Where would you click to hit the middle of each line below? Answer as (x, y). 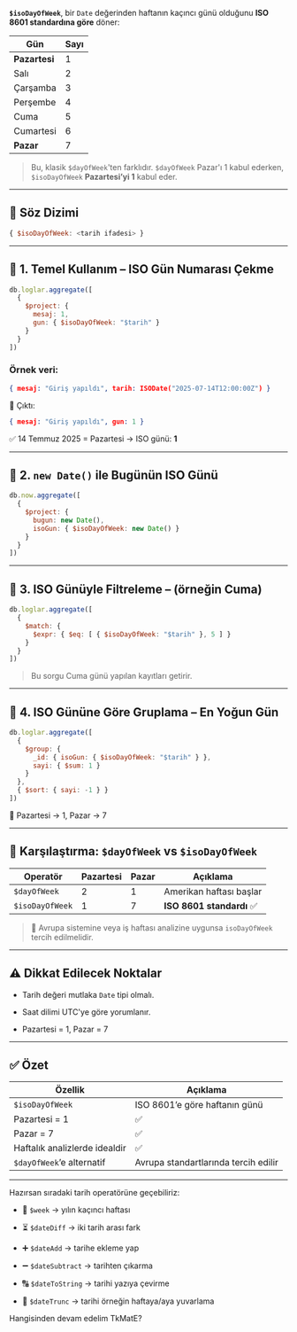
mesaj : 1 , (50, 315)
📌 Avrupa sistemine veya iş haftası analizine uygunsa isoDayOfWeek (152, 927)
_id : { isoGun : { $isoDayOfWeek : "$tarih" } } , (122, 757)
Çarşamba (35, 88)
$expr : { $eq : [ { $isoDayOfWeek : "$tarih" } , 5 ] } (132, 634)
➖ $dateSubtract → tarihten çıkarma (87, 1266)
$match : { (43, 626)
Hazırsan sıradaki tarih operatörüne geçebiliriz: (95, 1193)
